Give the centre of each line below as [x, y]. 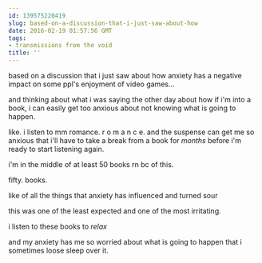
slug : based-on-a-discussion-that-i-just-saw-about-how [103, 23]
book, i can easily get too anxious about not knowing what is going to [122, 108]
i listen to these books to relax [58, 226]
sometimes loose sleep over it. [59, 250]
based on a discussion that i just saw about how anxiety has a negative [125, 76]
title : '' [25, 53]
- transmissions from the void [60, 46]
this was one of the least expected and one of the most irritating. [115, 211]
